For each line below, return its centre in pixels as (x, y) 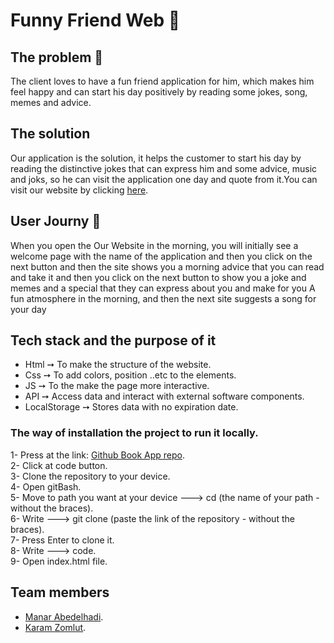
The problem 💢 (57, 57)
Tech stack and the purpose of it (113, 340)
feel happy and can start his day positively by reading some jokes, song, (159, 92)
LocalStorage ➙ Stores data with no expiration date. (131, 407)
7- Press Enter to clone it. (62, 540)
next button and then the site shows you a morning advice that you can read (167, 266)
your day (28, 309)
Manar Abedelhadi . (64, 616)
